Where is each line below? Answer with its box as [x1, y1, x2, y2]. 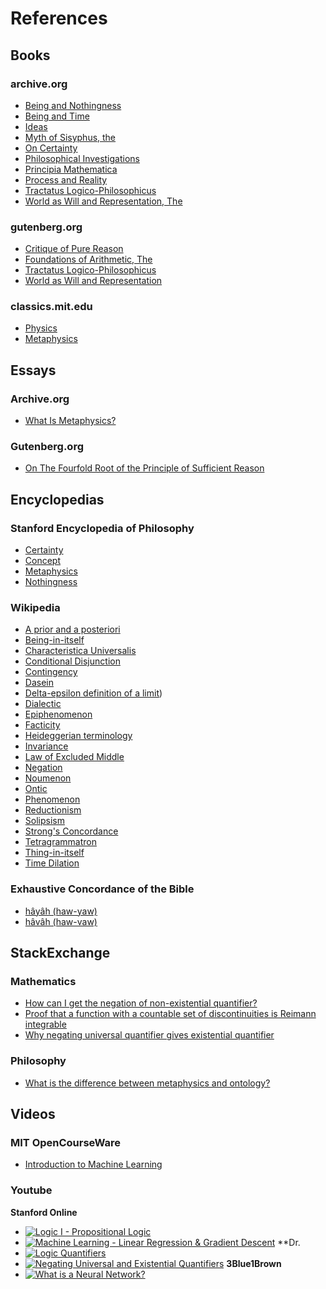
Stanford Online [10, 1206, 78, 1218]
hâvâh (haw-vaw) [24, 915, 98, 927]
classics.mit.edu [10, 300, 93, 314]
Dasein [24, 677, 54, 689]
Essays [10, 362, 57, 379]
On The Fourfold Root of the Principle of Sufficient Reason [24, 462, 265, 474]
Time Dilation [24, 857, 80, 869]
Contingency [24, 666, 78, 678]
